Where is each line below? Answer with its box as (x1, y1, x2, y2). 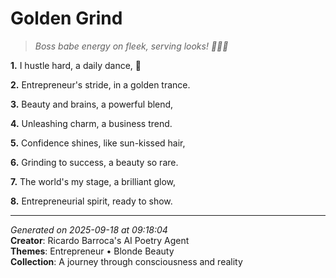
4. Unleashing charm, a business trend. (10, 117, 173, 129)
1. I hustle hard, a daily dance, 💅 (10, 59, 142, 71)
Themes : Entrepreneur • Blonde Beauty (10, 245, 175, 257)
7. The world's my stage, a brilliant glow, (10, 175, 177, 187)
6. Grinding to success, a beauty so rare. (10, 156, 179, 168)
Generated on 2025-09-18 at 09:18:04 (10, 223, 168, 236)
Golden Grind (10, 7, 123, 30)
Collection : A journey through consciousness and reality (10, 255, 243, 267)
